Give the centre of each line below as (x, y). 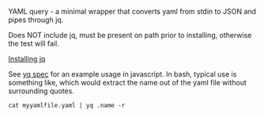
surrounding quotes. (41, 91)
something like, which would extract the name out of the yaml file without (128, 83)
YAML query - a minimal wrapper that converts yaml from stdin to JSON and (132, 11)
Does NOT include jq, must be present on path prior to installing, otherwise (130, 35)
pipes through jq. (36, 20)
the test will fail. (34, 43)
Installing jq (27, 59)
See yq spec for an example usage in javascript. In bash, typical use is (123, 74)
